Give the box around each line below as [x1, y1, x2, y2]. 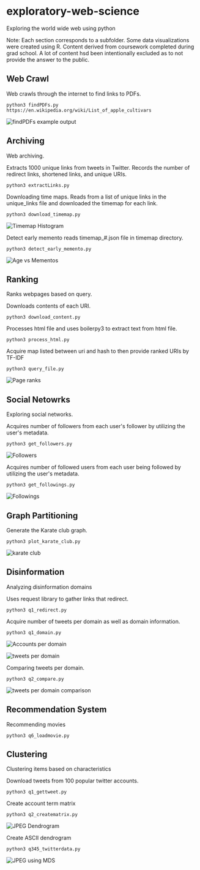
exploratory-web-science [6, 4, 139, 18]
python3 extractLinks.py [6, 182, 70, 188]
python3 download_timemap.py [6, 211, 81, 217]
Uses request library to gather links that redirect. [6, 595, 128, 602]
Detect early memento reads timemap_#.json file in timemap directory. [6, 234, 183, 241]
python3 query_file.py [6, 366, 64, 372]
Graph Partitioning [6, 510, 78, 521]
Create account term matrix [6, 800, 76, 807]
